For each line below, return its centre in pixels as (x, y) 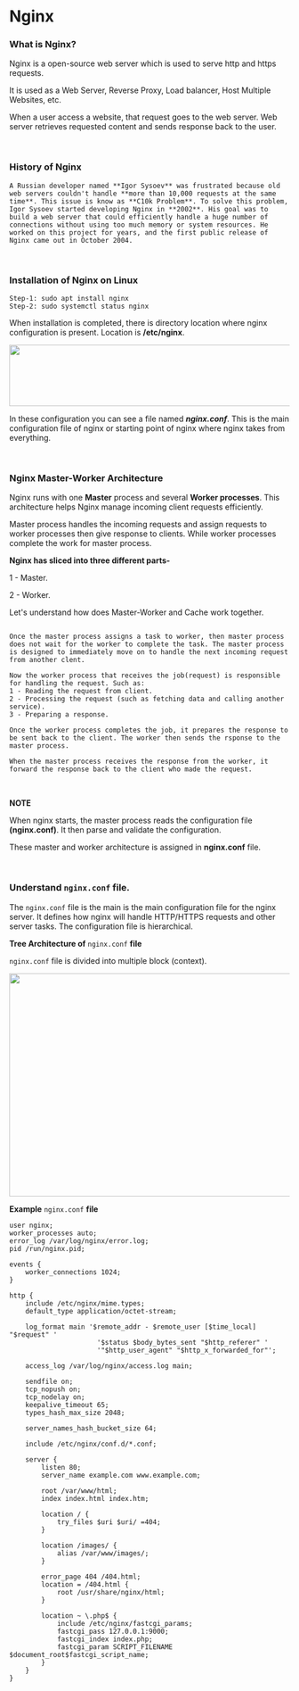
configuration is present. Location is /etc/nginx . (97, 333)
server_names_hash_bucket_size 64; (91, 1428)
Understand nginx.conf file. (70, 888)
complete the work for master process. (81, 543)
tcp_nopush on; (53, 1389)
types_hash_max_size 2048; (75, 1413)
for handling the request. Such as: (77, 684)
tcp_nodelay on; (56, 1397)
